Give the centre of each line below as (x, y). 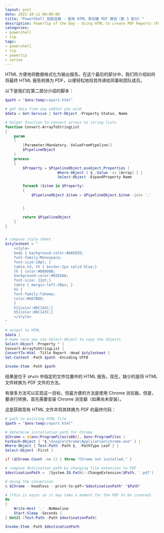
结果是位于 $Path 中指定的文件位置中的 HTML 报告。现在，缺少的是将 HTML (81, 376)
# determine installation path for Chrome (49, 432)
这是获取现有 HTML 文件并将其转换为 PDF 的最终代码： (61, 409)
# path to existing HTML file (36, 419)
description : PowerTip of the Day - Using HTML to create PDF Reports (78, 23)
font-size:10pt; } (32, 262)
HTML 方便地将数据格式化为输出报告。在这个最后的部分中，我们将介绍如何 (80, 75)
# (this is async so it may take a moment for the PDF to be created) (78, 495)
